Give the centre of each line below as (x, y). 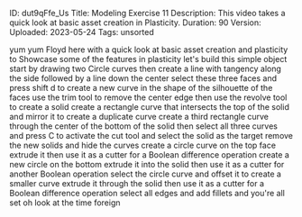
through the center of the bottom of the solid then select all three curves (143, 126)
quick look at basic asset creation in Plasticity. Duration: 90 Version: (135, 23)
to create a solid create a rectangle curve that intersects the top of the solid (150, 107)
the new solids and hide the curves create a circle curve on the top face (143, 145)
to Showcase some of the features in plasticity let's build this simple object (148, 59)
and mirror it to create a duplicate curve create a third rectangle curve (139, 117)
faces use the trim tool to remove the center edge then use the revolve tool (148, 97)
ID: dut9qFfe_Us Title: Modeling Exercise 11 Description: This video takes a (147, 13)
